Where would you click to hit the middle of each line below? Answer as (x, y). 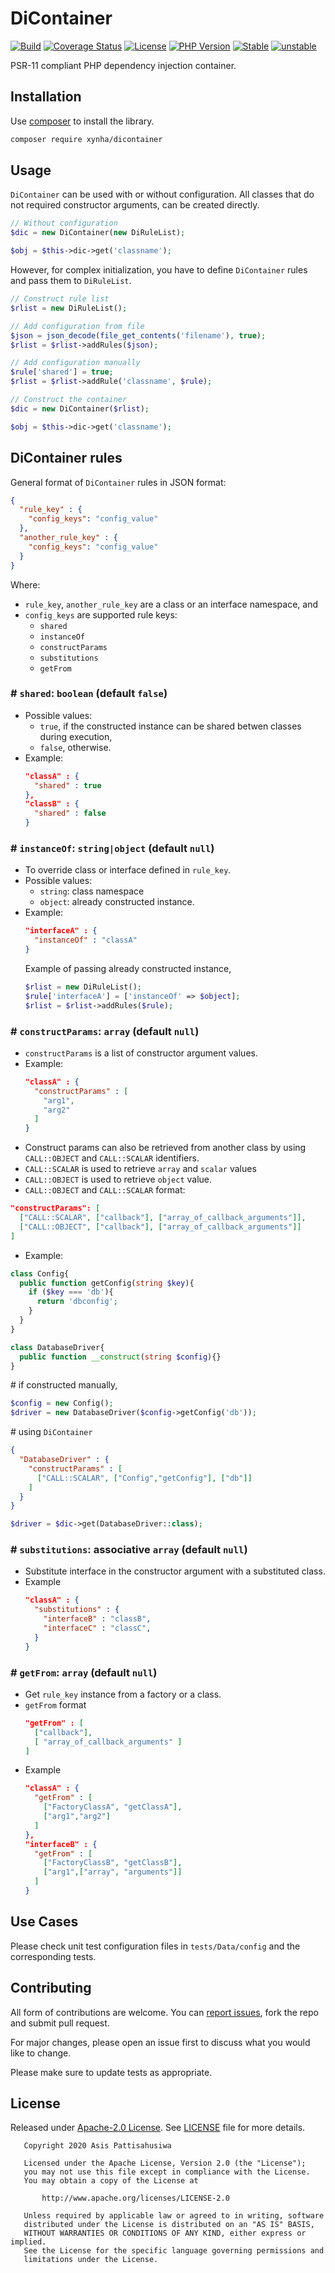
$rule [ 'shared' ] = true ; (62, 372)
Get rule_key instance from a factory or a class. (123, 1694)
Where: (25, 584)
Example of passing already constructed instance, (128, 968)
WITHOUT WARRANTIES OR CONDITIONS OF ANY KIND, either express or (165, 2233)
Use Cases (44, 1922)
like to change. (41, 2053)
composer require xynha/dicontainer (86, 139)
